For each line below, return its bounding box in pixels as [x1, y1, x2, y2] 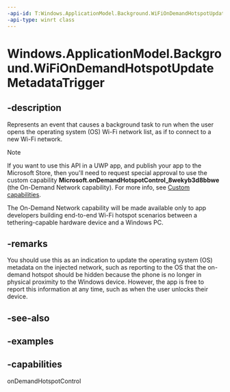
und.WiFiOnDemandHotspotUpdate [7, 60, 214, 76]
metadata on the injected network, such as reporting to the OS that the [7, 263, 207, 272]
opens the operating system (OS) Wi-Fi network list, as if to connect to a [7, 127, 212, 135]
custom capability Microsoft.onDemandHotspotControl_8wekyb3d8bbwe [7, 176, 220, 184]
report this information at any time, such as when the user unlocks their [7, 285, 209, 293]
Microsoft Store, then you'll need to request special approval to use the [7, 168, 207, 177]
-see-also [7, 312, 50, 324]
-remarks [7, 237, 48, 250]
